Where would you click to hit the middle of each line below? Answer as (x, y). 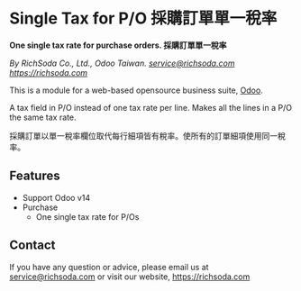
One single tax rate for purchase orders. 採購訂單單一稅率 (118, 45)
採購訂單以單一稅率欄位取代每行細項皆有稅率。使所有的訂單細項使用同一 (143, 135)
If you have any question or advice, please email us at (109, 267)
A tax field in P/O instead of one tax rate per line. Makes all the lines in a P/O (151, 107)
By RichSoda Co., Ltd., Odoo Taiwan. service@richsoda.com (122, 63)
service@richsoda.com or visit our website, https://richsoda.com (130, 277)
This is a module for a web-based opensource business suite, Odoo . (136, 90)
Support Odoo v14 (56, 197)
